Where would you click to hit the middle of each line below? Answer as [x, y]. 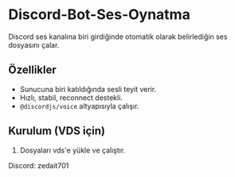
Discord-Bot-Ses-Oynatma [100, 15]
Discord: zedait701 [39, 165]
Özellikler [33, 70]
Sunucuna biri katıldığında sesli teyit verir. [88, 89]
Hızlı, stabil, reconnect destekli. [71, 98]
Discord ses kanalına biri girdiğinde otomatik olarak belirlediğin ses [118, 37]
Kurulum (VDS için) [57, 131]
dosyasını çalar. [34, 44]
